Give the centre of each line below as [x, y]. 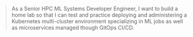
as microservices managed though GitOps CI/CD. [73, 27]
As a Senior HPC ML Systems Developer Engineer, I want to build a [95, 9]
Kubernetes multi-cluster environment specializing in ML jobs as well [97, 21]
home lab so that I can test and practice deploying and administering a [99, 15]
